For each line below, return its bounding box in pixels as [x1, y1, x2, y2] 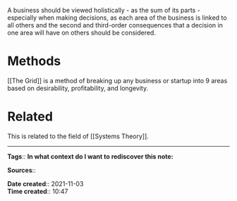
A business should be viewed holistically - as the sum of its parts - [7, 6, 201, 14]
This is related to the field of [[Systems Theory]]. [7, 132, 150, 140]
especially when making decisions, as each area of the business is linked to [7, 13, 227, 22]
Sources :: [7, 166, 37, 174]
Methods [7, 53, 61, 69]
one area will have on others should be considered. [7, 28, 157, 37]
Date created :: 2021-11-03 [7, 179, 84, 188]
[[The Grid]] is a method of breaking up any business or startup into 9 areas [7, 76, 228, 85]
